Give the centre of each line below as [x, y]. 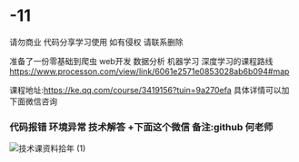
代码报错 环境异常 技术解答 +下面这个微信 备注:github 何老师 [141, 127]
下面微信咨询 [33, 101]
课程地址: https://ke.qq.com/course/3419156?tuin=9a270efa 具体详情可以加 [149, 90]
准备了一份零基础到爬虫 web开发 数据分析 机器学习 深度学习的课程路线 [141, 61]
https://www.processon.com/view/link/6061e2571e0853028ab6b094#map [149, 71]
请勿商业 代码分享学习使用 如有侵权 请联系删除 [96, 42]
